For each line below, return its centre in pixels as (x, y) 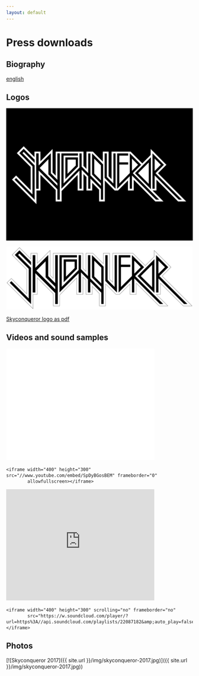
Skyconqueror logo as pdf (38, 319)
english (15, 79)
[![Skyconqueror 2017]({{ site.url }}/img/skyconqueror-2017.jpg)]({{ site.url (97, 660)
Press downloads (49, 42)
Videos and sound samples (57, 338)
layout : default (26, 12)
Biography (26, 64)
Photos (20, 646)
